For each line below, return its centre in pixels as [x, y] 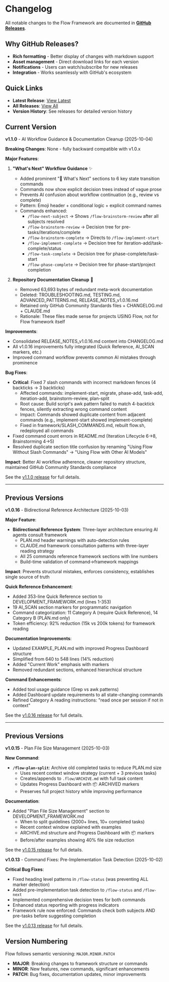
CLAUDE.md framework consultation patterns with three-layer [84, 546]
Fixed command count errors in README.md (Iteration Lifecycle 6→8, [84, 436]
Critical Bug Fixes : [25, 869]
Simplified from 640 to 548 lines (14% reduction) [63, 659]
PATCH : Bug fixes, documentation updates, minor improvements [79, 974]
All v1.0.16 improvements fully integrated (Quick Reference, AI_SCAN [83, 347]
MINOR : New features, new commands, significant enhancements [81, 969]
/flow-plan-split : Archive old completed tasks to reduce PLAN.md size [87, 768]
